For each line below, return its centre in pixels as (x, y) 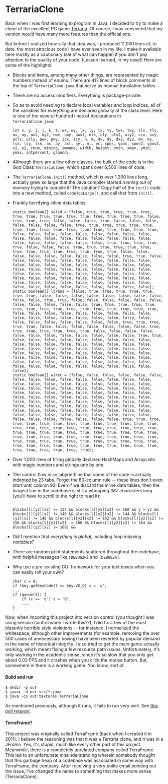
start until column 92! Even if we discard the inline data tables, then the (86, 485)
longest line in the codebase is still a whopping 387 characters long (82, 490)
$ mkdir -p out (21, 688)
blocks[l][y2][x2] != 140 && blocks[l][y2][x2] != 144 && (74, 514)
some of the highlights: (29, 65)
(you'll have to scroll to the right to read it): (56, 496)
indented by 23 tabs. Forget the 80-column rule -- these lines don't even (88, 480)
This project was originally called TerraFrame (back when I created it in (78, 734)
